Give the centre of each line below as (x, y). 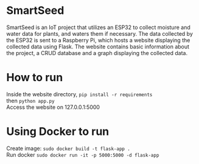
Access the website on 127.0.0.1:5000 (53, 107)
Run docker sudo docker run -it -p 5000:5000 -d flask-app (83, 154)
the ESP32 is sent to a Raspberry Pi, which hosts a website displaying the (98, 40)
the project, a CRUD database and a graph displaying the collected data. (97, 53)
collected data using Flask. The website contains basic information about (98, 47)
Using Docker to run (58, 132)
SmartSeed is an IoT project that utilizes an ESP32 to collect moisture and (98, 27)
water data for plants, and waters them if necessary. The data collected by (100, 33)
